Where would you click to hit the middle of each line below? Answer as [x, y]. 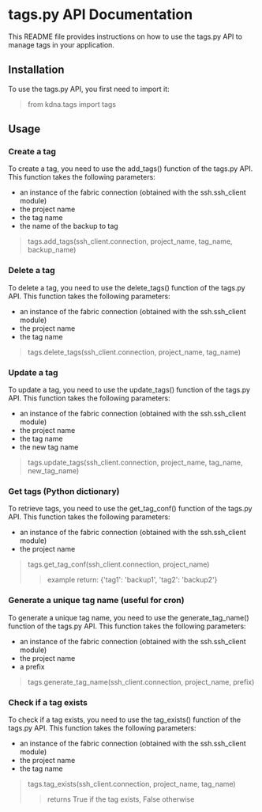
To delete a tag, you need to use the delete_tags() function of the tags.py [127, 287]
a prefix [32, 666]
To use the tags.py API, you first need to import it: [89, 89]
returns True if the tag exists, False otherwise [121, 799]
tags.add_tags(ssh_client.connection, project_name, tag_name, [130, 241]
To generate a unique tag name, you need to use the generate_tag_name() [129, 617]
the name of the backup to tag [69, 226]
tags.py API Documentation [101, 15]
